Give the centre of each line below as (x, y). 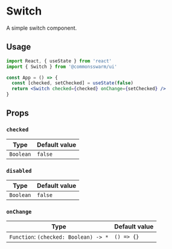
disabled (19, 171)
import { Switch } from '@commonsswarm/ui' (62, 67)
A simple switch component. (42, 28)
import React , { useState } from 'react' (59, 61)
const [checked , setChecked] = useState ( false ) (73, 83)
